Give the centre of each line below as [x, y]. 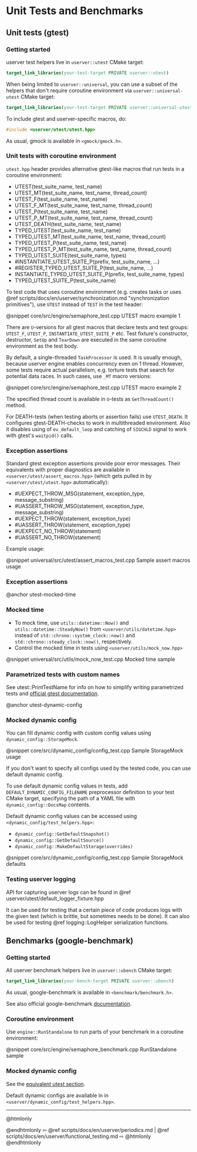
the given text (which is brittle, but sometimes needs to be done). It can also [98, 916]
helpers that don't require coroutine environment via [69, 90]
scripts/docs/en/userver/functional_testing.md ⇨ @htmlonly [79, 1136]
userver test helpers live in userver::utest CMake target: [75, 62]
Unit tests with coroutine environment [61, 156]
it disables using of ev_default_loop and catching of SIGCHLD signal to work [96, 429]
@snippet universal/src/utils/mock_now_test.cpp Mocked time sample [91, 659]
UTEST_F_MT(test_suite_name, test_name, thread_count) [83, 205]
